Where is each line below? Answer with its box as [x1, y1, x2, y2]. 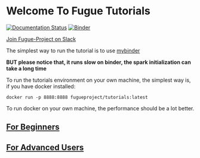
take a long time [6, 64, 47, 72]
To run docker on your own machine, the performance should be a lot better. [6, 104, 195, 111]
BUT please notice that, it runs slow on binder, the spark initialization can [6, 58, 191, 66]
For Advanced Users [6, 142, 84, 153]
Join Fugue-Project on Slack [6, 35, 76, 42]
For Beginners [6, 122, 60, 132]
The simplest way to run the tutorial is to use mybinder [6, 47, 140, 54]
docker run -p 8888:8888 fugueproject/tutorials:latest [6, 94, 148, 100]
